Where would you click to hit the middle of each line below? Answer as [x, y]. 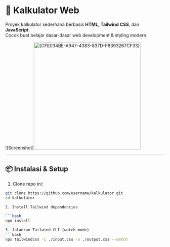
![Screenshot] [19, 148]
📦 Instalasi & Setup [37, 169]
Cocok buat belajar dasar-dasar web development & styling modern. [76, 35]
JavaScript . [18, 29]
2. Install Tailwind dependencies [42, 207]
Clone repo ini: [28, 184]
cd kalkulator [20, 198]
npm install [18, 221]
